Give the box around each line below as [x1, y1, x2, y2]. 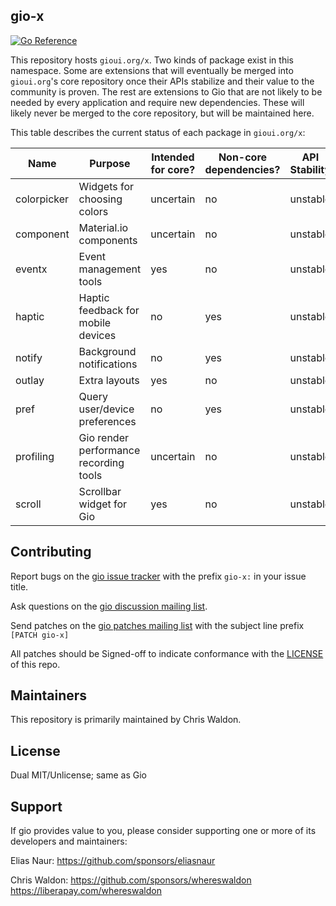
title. [10, 580, 29, 593]
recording [78, 455, 125, 469]
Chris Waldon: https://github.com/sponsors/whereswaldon [10, 874, 252, 886]
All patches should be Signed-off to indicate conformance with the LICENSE [10, 647, 324, 659]
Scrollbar [78, 484, 122, 498]
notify [15, 350, 43, 364]
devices [78, 328, 117, 342]
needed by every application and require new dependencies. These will [10, 96, 305, 108]
